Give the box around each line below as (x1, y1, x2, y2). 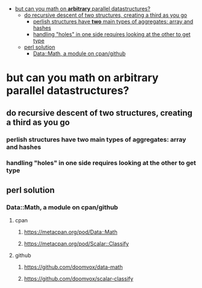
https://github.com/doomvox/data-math (24, 263, 123, 271)
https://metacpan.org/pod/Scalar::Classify (24, 240, 129, 248)
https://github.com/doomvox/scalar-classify (24, 275, 134, 283)
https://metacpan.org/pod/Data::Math (24, 228, 118, 236)
